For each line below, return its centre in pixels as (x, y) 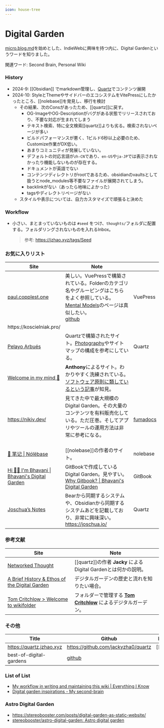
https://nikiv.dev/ (27, 419)
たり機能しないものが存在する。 (68, 162)
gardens (17, 661)
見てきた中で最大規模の (92, 398)
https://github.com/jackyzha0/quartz (109, 647)
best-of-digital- (27, 655)
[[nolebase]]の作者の (89, 450)
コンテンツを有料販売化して (97, 413)
